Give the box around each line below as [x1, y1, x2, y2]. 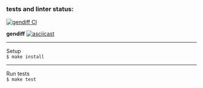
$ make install [6, 54, 45, 60]
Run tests [6, 70, 30, 77]
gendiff [6, 30, 25, 37]
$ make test [6, 77, 36, 83]
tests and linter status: [6, 5, 74, 13]
